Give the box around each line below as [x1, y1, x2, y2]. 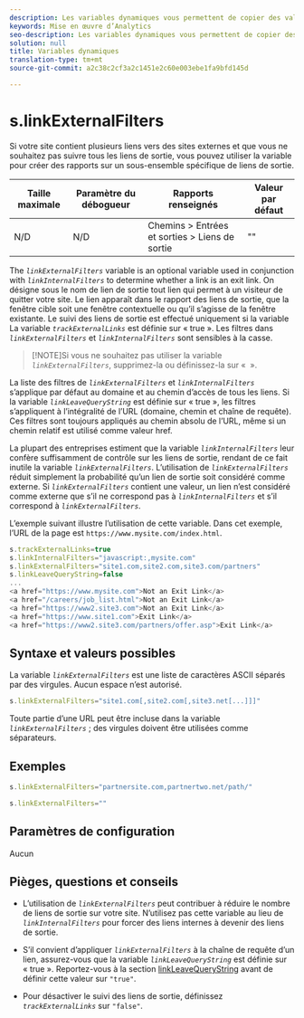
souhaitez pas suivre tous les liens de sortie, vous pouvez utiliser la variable [9, 150, 292, 161]
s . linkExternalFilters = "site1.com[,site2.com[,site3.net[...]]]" [9, 697, 261, 706]
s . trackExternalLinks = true [9, 545, 111, 554]
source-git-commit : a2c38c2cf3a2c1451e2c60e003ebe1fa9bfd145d [9, 64, 249, 73]
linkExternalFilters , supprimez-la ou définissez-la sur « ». [31, 359, 258, 370]
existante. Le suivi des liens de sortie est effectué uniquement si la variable [9, 313, 290, 324]
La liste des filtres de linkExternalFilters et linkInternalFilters [9, 376, 255, 387]
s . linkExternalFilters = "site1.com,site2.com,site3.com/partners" [9, 562, 261, 571]
